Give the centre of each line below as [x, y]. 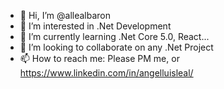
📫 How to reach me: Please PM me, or [99, 58]
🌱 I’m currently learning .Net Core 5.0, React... [114, 36]
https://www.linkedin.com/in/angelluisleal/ [106, 73]
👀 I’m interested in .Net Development [95, 26]
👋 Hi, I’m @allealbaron [65, 15]
